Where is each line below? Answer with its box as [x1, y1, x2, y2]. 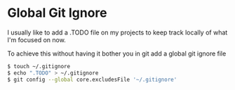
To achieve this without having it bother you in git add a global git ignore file [7, 49, 227, 58]
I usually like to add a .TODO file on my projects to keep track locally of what [7, 28, 228, 37]
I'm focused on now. [7, 35, 67, 44]
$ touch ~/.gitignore [7, 63, 71, 70]
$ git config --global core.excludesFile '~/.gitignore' [7, 76, 177, 83]
